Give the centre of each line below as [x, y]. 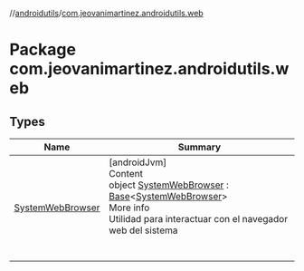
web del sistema [143, 230]
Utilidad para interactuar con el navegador [198, 219]
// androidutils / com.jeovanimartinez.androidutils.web [106, 13]
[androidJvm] [138, 162]
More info [129, 208]
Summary [199, 147]
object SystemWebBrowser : [168, 185]
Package [43, 50]
